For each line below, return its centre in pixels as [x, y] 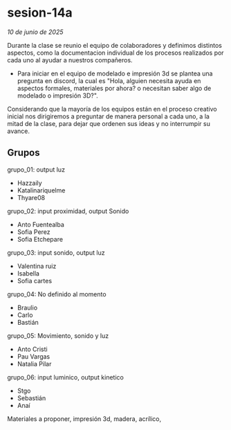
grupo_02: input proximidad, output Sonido [68, 211]
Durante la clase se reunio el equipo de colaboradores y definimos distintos [115, 45]
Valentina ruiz [37, 266]
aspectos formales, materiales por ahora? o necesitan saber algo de [114, 88]
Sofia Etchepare [40, 239]
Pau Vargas [34, 356]
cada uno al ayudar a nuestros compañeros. [70, 60]
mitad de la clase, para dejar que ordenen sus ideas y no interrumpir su [109, 123]
